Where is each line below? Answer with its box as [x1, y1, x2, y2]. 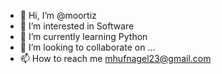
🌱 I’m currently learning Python [19, 31, 148, 42]
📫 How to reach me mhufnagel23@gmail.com [19, 53, 212, 64]
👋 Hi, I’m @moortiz [19, 10, 97, 21]
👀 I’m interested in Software [19, 20, 135, 32]
